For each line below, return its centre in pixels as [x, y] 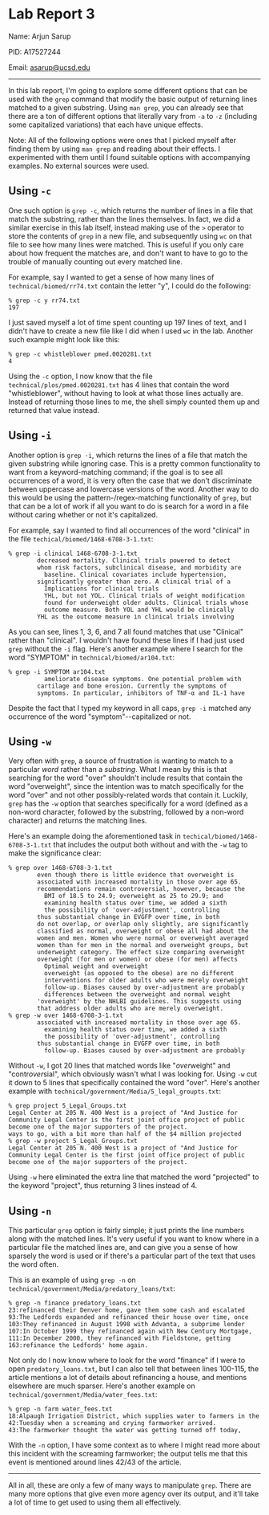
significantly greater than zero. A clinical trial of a [134, 582]
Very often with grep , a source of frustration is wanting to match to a [121, 761]
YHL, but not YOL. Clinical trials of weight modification [145, 595]
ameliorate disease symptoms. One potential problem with [143, 679]
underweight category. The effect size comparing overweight [141, 953]
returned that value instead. [54, 410]
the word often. [34, 1264]
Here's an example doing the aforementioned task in [95, 836]
